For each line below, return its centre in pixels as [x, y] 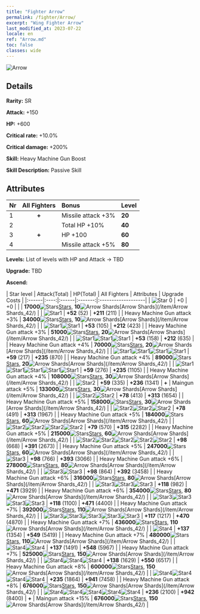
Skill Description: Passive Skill [44, 170]
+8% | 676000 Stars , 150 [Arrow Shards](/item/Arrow [100, 586]
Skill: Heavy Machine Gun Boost [46, 158]
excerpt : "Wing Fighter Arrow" [45, 23]
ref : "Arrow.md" [26, 39]
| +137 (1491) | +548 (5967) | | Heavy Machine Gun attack [118, 548]
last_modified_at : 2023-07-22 [44, 28]
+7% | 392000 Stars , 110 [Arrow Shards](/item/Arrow [100, 510]
